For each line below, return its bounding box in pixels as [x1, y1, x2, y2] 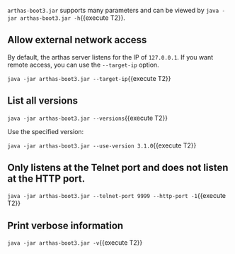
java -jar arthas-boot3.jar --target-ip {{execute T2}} [7, 74, 171, 82]
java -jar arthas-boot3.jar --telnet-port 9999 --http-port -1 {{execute [7, 192, 227, 200]
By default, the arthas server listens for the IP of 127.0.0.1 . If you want [7, 53, 214, 61]
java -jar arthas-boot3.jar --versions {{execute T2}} [7, 114, 168, 122]
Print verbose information [7, 219, 124, 231]
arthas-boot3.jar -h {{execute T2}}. [20, 13, 126, 22]
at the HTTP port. [7, 173, 86, 185]
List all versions [7, 95, 78, 107]
